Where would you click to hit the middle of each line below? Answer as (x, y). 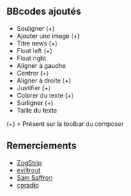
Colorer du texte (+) (45, 95)
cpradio (28, 185)
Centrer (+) (33, 73)
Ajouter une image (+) (48, 36)
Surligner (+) (35, 103)
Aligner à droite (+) (44, 80)
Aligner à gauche (41, 65)
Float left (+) (34, 50)
